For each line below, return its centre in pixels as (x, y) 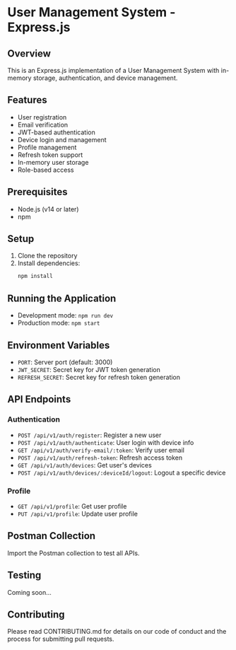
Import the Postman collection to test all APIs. (73, 553)
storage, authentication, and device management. (105, 78)
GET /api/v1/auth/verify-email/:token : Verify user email (101, 450)
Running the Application (62, 298)
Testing (24, 575)
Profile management (47, 147)
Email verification (43, 124)
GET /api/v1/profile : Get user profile (72, 506)
